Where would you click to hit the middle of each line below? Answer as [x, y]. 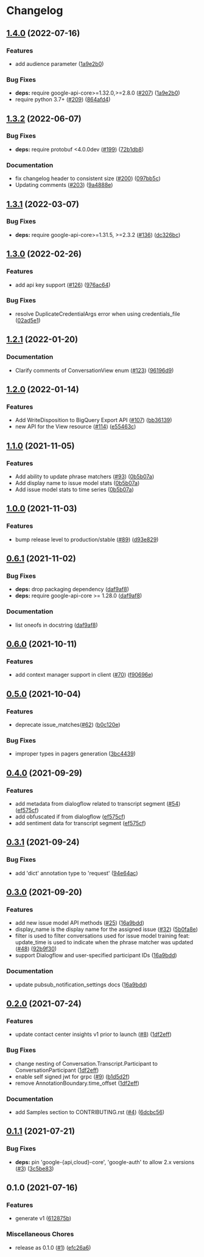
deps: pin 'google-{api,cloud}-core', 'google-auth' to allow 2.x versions [105, 1162]
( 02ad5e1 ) [28, 320]
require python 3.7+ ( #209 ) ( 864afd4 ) [63, 100]
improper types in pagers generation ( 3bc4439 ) [75, 754]
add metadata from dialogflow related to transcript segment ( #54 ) [98, 803]
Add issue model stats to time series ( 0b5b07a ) [74, 489]
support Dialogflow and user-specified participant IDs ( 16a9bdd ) [96, 955]
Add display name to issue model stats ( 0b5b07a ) [77, 483]
